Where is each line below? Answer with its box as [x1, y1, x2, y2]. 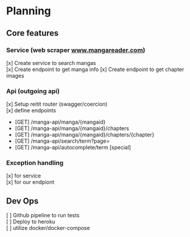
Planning [6, 4, 51, 18]
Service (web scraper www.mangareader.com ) [6, 46, 145, 54]
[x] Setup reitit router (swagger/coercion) [6, 100, 108, 108]
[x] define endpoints [6, 107, 56, 114]
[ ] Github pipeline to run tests [6, 212, 79, 219]
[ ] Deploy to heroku [6, 218, 56, 225]
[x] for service [6, 172, 41, 180]
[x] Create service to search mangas [6, 59, 96, 66]
